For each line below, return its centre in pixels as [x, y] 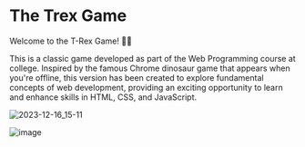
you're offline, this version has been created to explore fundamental [137, 77]
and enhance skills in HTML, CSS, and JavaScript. [103, 97]
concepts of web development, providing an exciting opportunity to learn [147, 87]
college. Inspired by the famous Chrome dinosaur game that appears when [150, 68]
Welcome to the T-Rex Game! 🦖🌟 [71, 41]
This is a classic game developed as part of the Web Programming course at [152, 58]
